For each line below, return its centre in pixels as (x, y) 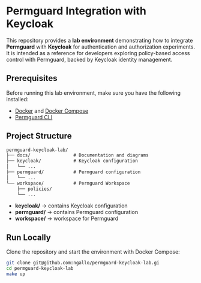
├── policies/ (34, 189)
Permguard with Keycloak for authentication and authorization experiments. (100, 47)
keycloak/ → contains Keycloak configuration (71, 206)
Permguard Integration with (76, 11)
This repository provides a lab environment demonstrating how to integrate (100, 40)
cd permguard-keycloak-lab (40, 269)
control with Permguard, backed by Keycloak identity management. (89, 59)
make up (16, 274)
